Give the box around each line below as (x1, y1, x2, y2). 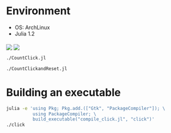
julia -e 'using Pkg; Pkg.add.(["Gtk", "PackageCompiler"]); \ (6, 105, 166, 111)
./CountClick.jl (6, 55, 46, 61)
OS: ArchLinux (14, 24, 50, 31)
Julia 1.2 (14, 30, 35, 37)
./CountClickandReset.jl (6, 65, 67, 72)
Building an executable (6, 85, 121, 99)
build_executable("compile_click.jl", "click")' (32, 116, 155, 122)
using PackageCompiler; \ (32, 111, 96, 117)
